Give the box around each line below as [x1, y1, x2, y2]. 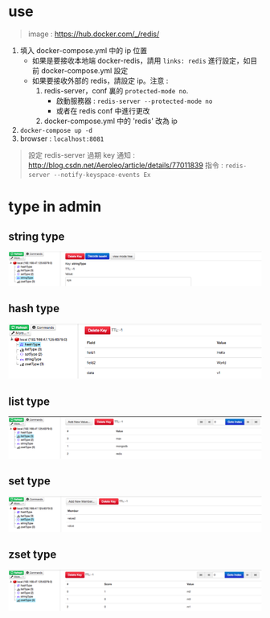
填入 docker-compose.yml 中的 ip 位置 [19, 45, 147, 55]
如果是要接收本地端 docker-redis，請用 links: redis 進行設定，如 [31, 56, 251, 65]
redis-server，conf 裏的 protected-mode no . [43, 85, 189, 95]
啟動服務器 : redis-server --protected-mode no [55, 96, 213, 105]
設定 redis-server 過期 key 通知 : [27, 150, 135, 159]
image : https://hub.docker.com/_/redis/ [27, 29, 160, 39]
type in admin [8, 198, 102, 216]
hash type [8, 302, 60, 315]
